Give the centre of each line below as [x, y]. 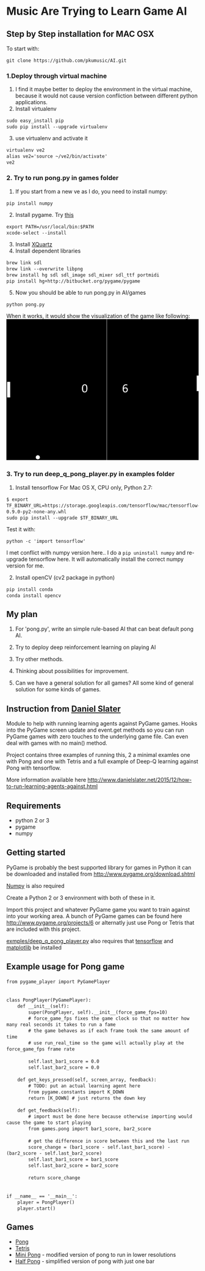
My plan [22, 614]
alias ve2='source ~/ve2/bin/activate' [57, 157]
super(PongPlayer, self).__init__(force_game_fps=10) [98, 1012]
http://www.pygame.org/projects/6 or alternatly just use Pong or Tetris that [100, 922]
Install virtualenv [36, 109]
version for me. [25, 566]
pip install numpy [30, 203]
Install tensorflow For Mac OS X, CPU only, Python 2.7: [84, 487]
